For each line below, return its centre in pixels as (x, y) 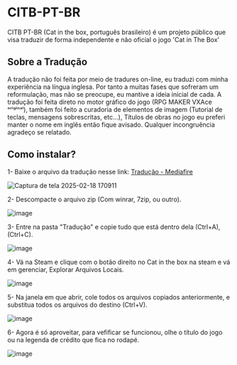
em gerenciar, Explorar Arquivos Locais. (66, 269)
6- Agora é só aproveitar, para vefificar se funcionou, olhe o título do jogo (115, 332)
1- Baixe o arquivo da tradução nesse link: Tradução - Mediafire (100, 171)
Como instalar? (42, 155)
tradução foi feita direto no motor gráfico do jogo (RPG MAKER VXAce (110, 102)
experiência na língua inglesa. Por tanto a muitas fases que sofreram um (113, 87)
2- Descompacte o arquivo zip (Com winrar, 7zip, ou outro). (94, 199)
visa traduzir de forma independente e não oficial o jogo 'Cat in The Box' (114, 39)
